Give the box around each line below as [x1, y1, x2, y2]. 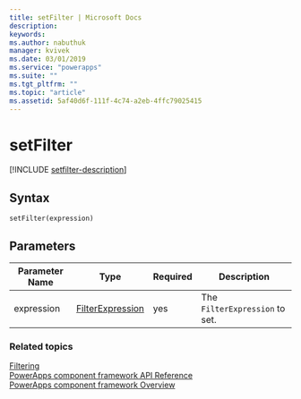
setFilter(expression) [9, 214, 94, 224]
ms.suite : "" [9, 72, 58, 81]
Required [152, 270, 193, 283]
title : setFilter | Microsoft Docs [9, 13, 142, 22]
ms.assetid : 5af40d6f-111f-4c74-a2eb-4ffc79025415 [9, 96, 202, 106]
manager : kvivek [9, 47, 70, 55]
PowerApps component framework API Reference [9, 370, 193, 381]
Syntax [9, 190, 50, 206]
